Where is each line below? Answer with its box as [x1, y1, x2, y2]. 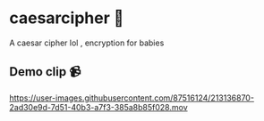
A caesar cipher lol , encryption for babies [9, 37, 165, 48]
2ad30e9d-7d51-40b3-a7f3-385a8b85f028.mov [9, 101, 188, 112]
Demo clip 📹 [9, 64, 81, 79]
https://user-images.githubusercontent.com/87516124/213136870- [9, 93, 255, 103]
